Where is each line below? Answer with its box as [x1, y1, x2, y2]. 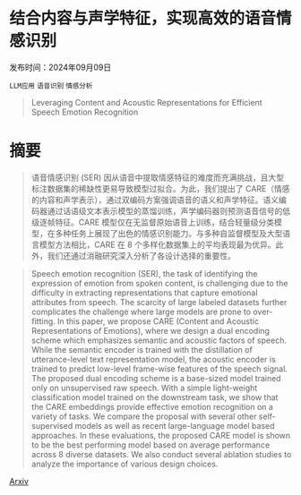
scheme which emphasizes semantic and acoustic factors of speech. [30, 335, 287, 346]
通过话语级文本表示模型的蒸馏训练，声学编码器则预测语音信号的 [47, 205, 283, 216]
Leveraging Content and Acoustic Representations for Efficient [30, 97, 262, 107]
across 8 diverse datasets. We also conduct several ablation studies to [30, 448, 292, 459]
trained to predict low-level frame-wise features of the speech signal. [30, 363, 288, 374]
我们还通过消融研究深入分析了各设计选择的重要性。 [47, 250, 236, 260]
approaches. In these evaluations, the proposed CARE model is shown [30, 430, 291, 440]
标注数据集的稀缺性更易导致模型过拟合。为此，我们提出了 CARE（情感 [30, 183, 290, 193]
